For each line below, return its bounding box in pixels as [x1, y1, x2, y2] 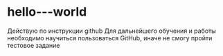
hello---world [7, 4, 87, 20]
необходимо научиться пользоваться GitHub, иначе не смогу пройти [7, 33, 213, 42]
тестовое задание [7, 41, 60, 49]
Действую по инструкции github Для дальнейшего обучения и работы [7, 27, 216, 35]
